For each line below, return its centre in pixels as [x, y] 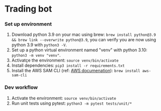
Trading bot [28, 9]
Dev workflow [21, 87]
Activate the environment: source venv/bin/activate [64, 98]
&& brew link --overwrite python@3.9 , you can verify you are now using [84, 40]
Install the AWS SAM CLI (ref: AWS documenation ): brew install [76, 71]
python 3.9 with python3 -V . [39, 45]
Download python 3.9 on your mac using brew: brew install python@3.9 [84, 34]
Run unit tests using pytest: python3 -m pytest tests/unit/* [72, 103]
